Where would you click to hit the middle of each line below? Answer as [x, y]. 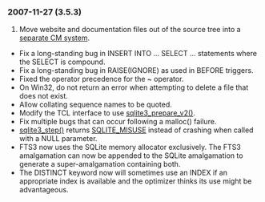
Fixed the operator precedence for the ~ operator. [101, 79]
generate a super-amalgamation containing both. [100, 164]
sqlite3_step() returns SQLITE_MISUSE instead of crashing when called [136, 130]
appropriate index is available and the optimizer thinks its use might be [135, 181]
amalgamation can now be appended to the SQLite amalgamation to [131, 156]
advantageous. [44, 190]
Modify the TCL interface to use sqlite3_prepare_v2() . [107, 113]
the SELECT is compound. [62, 62]
